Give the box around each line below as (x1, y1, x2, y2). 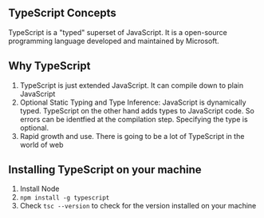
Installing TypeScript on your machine (8, 163, 202, 176)
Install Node (19, 184, 60, 194)
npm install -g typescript (19, 194, 110, 202)
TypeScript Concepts (8, 6, 117, 20)
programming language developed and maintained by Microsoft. (8, 36, 219, 46)
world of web (19, 140, 64, 149)
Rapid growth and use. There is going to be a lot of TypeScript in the (19, 131, 245, 141)
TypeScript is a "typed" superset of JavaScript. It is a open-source (8, 27, 227, 37)
